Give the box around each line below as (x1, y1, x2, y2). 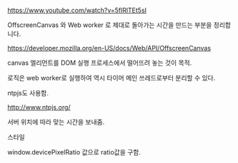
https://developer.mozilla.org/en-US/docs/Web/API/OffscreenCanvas (7, 44, 212, 52)
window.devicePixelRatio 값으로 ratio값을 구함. (7, 148, 142, 156)
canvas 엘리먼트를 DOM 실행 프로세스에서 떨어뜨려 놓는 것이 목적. (7, 58, 192, 67)
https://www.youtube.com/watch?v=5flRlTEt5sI (7, 6, 147, 14)
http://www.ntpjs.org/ (7, 103, 71, 111)
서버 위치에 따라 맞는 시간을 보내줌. (7, 117, 105, 126)
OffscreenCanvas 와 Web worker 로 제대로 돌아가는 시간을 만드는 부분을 (7, 21, 212, 29)
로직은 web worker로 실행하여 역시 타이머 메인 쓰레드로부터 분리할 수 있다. (7, 74, 216, 82)
